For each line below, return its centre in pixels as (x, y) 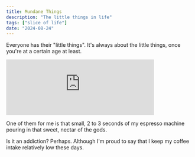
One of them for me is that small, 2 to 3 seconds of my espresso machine (95, 124)
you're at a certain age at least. (44, 52)
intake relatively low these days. (45, 148)
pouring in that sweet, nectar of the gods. (57, 130)
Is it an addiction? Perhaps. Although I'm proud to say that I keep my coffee (98, 141)
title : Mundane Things (34, 12)
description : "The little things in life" (59, 17)
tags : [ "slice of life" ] (37, 23)
